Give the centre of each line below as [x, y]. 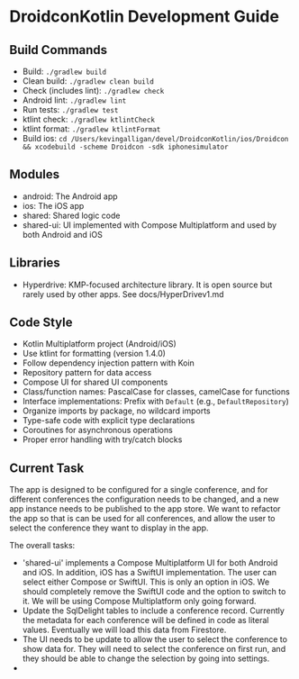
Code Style [41, 323]
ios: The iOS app [53, 205]
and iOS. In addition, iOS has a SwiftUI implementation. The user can [149, 573]
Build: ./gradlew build [64, 71]
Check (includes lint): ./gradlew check [93, 91]
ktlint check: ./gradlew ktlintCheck [89, 119]
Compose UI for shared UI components [95, 382]
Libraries [35, 263]
